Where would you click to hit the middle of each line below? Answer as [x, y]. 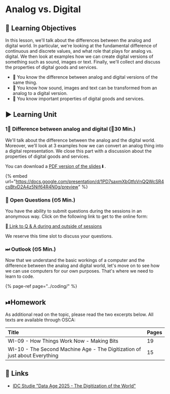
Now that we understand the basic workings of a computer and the [75, 260]
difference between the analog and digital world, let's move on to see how [82, 266]
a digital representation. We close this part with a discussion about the [78, 151]
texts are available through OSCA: [40, 320]
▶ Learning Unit [31, 114]
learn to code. [20, 276]
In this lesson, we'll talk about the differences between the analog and [78, 40]
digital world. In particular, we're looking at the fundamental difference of [81, 46]
